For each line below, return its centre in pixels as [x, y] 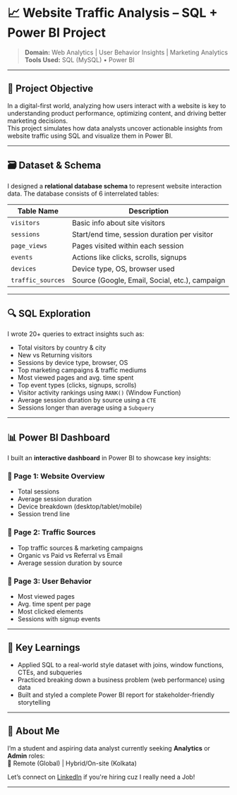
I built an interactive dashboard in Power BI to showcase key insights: [109, 458]
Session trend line [44, 514]
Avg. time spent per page [54, 604]
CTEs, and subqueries [50, 672]
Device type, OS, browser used [123, 268]
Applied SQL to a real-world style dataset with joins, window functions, [121, 664]
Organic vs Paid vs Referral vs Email [70, 555]
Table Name [38, 210]
